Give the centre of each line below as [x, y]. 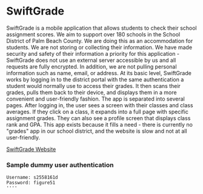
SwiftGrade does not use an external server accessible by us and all [91, 60]
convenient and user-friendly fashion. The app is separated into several [95, 99]
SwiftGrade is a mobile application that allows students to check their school [101, 28]
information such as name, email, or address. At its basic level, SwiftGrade [99, 73]
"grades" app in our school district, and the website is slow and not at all [97, 131]
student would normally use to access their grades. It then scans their [93, 85]
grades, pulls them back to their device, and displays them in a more [92, 92]
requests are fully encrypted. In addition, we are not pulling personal [92, 66]
